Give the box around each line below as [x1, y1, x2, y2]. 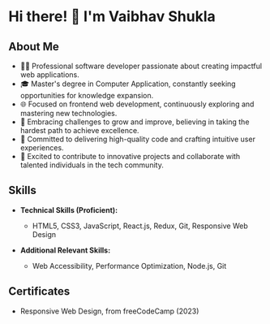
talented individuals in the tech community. [19, 160, 164, 170]
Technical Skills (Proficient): [19, 205, 118, 214]
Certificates [8, 284, 71, 299]
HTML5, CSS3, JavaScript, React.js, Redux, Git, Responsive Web [32, 221, 249, 231]
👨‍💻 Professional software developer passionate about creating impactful [19, 61, 262, 71]
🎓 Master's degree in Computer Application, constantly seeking [19, 79, 237, 89]
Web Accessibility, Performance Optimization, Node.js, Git [32, 261, 227, 270]
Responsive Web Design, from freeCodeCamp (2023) [19, 306, 199, 316]
